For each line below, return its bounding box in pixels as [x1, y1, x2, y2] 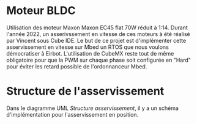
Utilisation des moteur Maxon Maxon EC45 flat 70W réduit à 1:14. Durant [6, 24, 188, 31]
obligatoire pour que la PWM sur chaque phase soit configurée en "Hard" [6, 56, 191, 64]
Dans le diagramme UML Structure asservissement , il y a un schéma [6, 104, 179, 112]
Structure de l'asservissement [6, 84, 165, 98]
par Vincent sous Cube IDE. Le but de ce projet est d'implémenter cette [6, 37, 187, 44]
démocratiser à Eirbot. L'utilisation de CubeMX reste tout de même [6, 49, 174, 57]
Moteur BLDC [6, 4, 76, 18]
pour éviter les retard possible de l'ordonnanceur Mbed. [6, 62, 147, 70]
